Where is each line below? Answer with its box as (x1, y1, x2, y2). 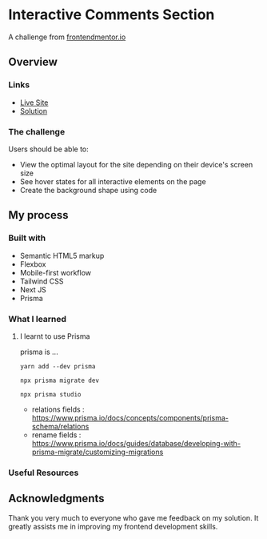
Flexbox (19, 259, 46, 269)
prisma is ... (19, 347, 58, 356)
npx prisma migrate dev (19, 376, 100, 384)
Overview (8, 55, 58, 69)
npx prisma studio (19, 390, 82, 398)
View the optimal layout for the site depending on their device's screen (19, 159, 253, 169)
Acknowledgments (8, 492, 106, 505)
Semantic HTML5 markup (19, 251, 105, 260)
